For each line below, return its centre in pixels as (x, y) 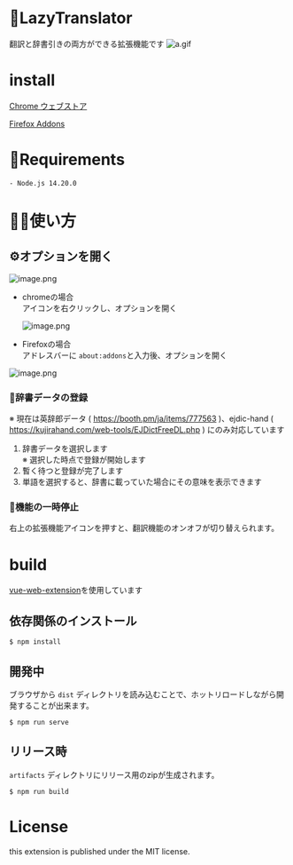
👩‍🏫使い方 (43, 221)
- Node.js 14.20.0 (43, 183)
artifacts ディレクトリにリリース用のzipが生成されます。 (114, 774)
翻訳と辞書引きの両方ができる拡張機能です (87, 44)
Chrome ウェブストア (48, 106)
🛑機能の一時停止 (44, 507)
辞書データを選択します (65, 448)
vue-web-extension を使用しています (76, 591)
